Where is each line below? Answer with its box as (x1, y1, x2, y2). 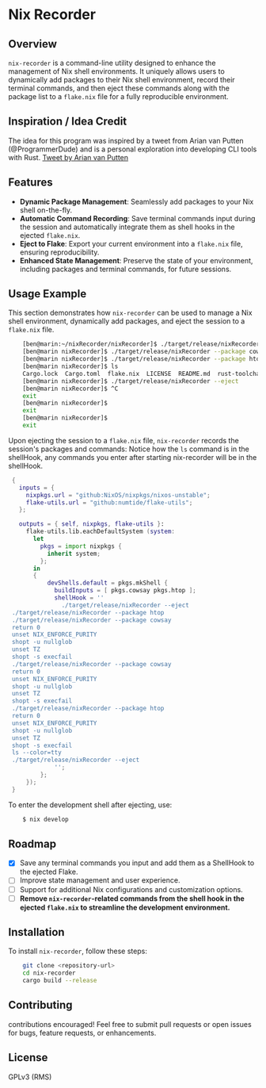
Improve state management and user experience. (19, 875, 180, 885)
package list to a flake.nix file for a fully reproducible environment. (8, 92, 229, 101)
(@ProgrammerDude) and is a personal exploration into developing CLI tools (8, 144, 257, 154)
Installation (8, 925, 65, 939)
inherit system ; (47, 550, 101, 557)
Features (8, 176, 53, 190)
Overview (8, 37, 58, 51)
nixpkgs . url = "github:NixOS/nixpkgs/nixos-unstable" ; (25, 491, 211, 499)
